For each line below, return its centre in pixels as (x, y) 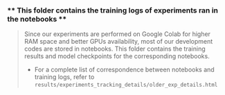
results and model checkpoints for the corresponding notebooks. (117, 56)
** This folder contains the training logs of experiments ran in (113, 10)
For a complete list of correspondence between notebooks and (124, 70)
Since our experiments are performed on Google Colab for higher (117, 34)
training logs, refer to (64, 77)
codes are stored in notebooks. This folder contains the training (115, 49)
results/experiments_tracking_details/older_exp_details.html (126, 85)
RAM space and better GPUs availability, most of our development (118, 42)
